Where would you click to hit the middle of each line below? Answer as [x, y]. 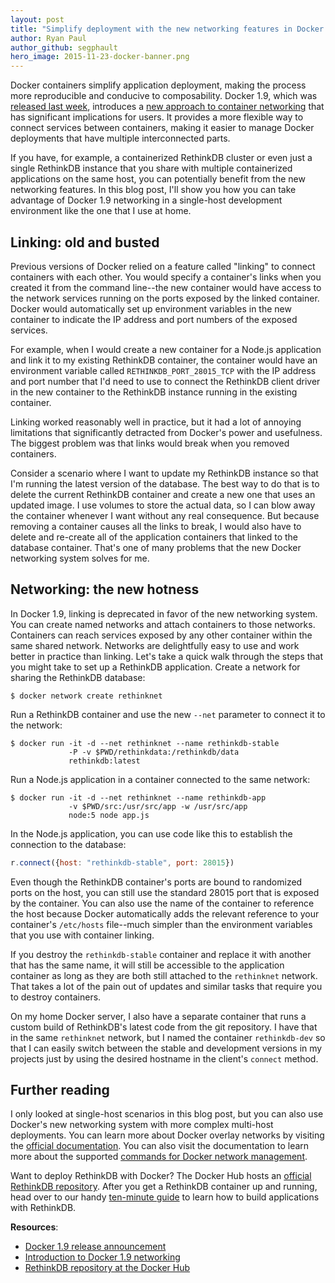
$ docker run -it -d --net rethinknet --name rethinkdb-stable [145, 743]
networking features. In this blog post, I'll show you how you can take [153, 190]
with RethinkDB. [43, 1208]
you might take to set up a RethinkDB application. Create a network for [155, 667]
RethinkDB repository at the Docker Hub [107, 1268]
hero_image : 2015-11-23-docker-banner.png [100, 57]
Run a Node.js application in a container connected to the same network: [160, 779]
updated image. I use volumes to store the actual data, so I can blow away [163, 505]
